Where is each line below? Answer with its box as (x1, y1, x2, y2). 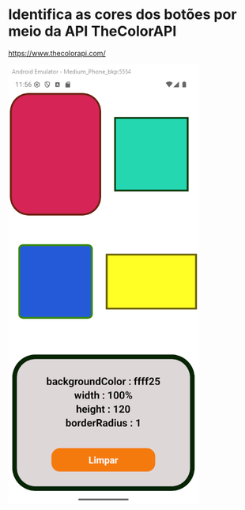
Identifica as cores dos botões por (8, 6, 237, 24)
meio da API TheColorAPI (8, 22, 177, 40)
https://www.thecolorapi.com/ (8, 48, 106, 58)
